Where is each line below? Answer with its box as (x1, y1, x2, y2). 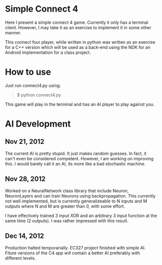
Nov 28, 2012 (5, 175, 46, 183)
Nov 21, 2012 (5, 137, 44, 146)
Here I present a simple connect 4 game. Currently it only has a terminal (5, 19, 148, 25)
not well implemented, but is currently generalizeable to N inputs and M (5, 198, 147, 204)
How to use (5, 66, 51, 78)
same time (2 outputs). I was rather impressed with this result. (5, 217, 129, 224)
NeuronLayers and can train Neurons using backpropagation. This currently (5, 193, 156, 199)
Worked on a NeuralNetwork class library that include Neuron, (5, 188, 129, 194)
